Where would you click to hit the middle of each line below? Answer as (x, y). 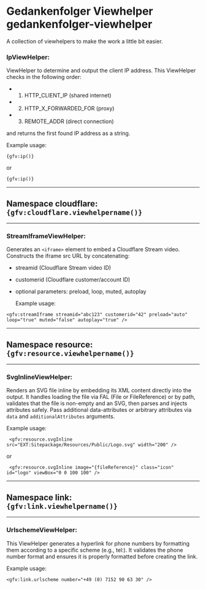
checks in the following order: (44, 77)
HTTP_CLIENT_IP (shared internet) (68, 96)
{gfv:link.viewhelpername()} (62, 506)
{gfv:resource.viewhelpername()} (71, 353)
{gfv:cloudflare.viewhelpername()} (74, 212)
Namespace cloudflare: (52, 203)
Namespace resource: (50, 344)
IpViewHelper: (28, 57)
